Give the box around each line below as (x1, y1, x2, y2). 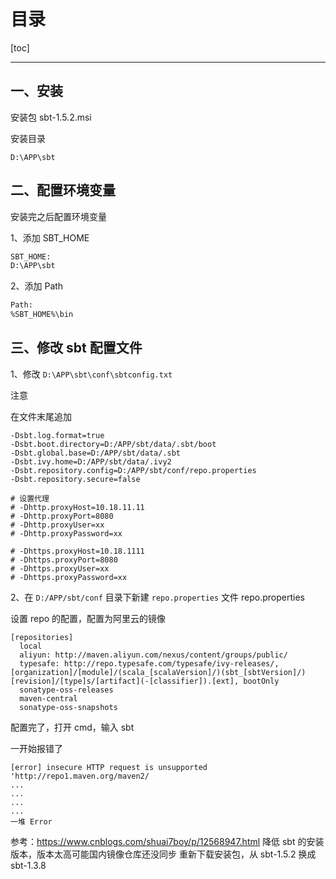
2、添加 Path (10, 280, 64, 292)
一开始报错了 (10, 742, 63, 754)
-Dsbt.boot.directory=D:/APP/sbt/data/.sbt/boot (10, 439, 217, 449)
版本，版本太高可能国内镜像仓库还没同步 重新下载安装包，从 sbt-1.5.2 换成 (10, 848, 317, 860)
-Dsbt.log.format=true (10, 430, 105, 440)
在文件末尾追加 (10, 410, 72, 422)
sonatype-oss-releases (19, 685, 114, 695)
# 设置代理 (10, 493, 50, 504)
